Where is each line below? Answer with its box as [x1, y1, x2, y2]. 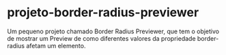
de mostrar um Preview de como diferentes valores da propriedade [7, 34, 196, 42]
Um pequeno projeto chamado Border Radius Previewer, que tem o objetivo [7, 27, 220, 35]
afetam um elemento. [26, 41, 86, 50]
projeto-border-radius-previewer [7, 5, 199, 20]
